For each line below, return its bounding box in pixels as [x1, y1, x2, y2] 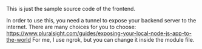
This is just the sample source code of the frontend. [6, 5, 135, 12]
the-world [6, 36, 32, 43]
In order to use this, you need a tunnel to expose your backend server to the [6, 17, 197, 24]
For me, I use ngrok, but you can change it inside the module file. [32, 36, 195, 43]
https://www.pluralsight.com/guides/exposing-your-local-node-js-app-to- [6, 30, 192, 37]
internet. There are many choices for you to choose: [6, 24, 136, 30]
